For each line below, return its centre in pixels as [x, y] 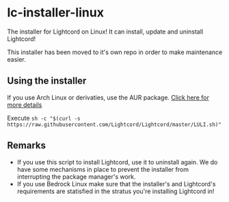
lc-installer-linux [56, 13]
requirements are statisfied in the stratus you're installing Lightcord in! [116, 191]
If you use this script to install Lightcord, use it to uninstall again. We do [117, 162]
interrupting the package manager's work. [76, 177]
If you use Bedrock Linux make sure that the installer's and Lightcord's [116, 184]
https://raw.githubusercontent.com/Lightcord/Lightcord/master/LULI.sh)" [114, 125]
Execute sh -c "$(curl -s [44, 118]
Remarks [27, 146]
